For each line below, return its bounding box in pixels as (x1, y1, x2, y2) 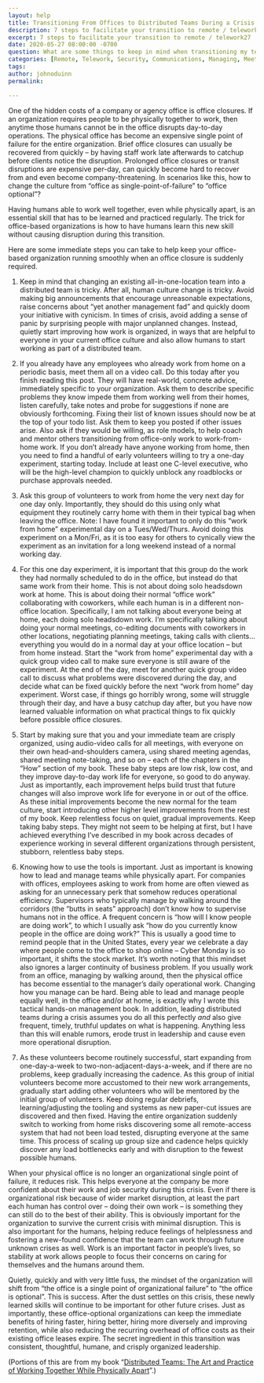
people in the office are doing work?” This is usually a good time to (19, 929, 236, 938)
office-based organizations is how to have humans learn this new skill (8, 221, 234, 230)
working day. (19, 549, 62, 559)
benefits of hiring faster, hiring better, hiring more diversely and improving (8, 1317, 247, 1326)
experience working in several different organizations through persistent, (19, 838, 256, 848)
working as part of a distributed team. (19, 343, 142, 353)
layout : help (8, 11, 51, 20)
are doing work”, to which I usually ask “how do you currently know (19, 920, 238, 930)
